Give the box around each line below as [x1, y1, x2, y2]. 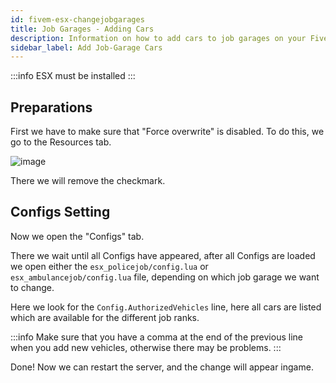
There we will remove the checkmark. [10, 175, 166, 187]
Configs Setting [10, 204, 111, 221]
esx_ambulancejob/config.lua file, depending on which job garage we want [10, 271, 320, 283]
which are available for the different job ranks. [10, 311, 200, 323]
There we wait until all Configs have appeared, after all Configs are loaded [10, 249, 316, 261]
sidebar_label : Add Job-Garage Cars [10, 42, 163, 53]
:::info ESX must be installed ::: [10, 70, 136, 82]
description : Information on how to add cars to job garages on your [10, 33, 307, 43]
